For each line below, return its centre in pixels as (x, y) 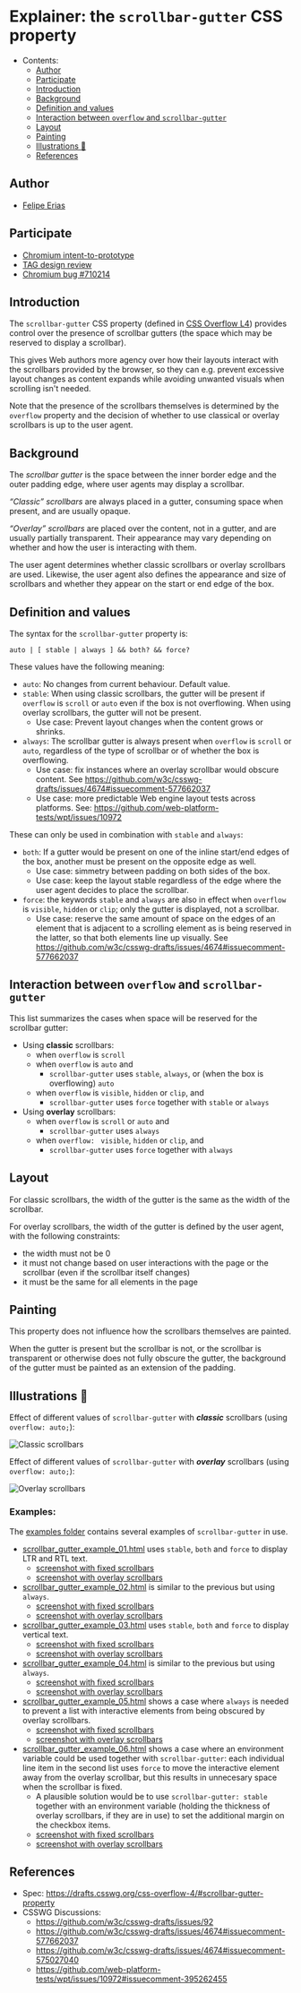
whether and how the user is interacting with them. (103, 547)
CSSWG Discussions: (61, 1912)
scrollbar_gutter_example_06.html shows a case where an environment (153, 1748)
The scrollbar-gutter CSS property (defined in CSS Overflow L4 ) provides (148, 323)
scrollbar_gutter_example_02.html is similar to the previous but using (149, 1586)
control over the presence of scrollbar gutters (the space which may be (141, 333)
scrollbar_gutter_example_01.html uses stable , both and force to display (155, 1549)
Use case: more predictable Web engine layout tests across (146, 798)
